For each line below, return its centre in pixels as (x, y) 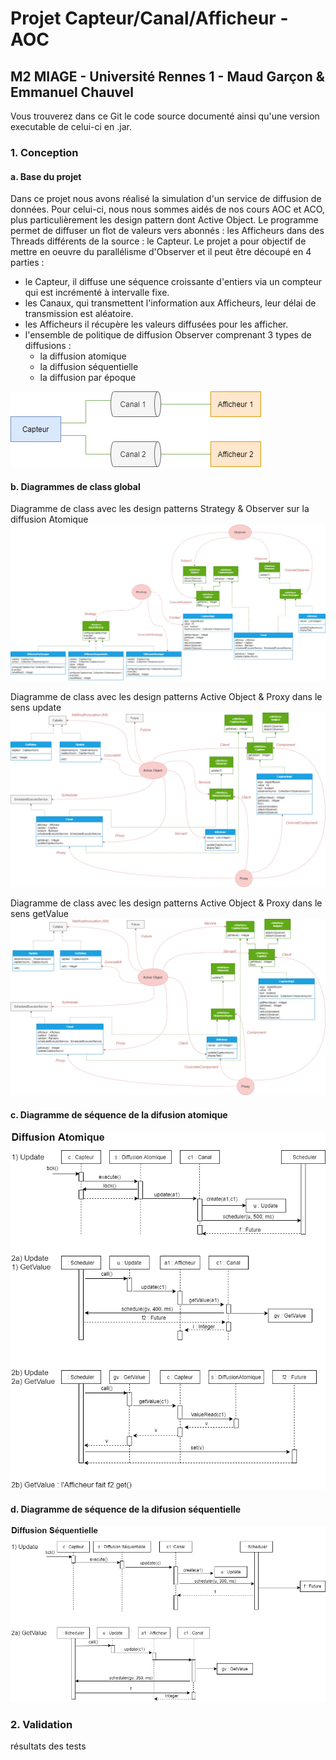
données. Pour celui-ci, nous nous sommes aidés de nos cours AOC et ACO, (167, 209)
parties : (27, 263)
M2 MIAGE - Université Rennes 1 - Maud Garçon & (167, 76)
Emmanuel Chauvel (72, 92)
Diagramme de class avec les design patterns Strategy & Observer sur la (160, 509)
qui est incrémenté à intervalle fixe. (97, 293)
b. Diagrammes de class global (75, 486)
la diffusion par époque (88, 378)
